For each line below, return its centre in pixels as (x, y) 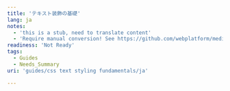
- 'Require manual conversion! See (64, 39)
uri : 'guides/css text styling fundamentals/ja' (78, 70)
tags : (15, 52)
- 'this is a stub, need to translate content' (82, 32)
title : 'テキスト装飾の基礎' (44, 13)
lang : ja (20, 20)
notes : (16, 26)
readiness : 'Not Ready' (41, 45)
